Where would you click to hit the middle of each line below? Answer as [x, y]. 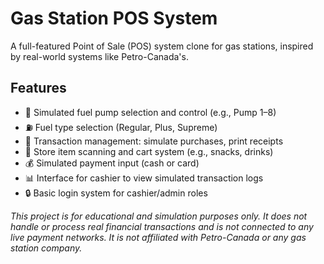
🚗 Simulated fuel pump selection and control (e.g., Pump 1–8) [150, 112]
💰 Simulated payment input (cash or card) [112, 163]
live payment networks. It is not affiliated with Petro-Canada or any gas [158, 237]
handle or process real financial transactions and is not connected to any [162, 226]
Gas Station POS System [114, 18]
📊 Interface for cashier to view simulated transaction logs [144, 178]
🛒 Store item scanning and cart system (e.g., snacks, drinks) [149, 151]
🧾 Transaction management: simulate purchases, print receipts [154, 141]
